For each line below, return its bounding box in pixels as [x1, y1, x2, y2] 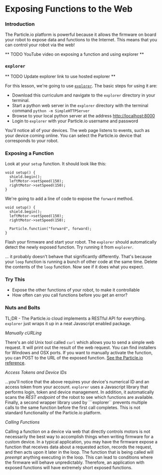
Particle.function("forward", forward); [9, 227, 92, 231]
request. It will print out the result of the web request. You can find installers [5, 344, 156, 350]
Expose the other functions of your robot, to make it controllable [12, 287, 140, 293]
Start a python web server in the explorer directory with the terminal [12, 102, 148, 108]
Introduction [5, 21, 35, 28]
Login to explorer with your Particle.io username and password [12, 118, 139, 124]
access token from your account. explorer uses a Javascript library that [5, 384, 148, 390]
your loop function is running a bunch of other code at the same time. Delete [5, 259, 158, 265]
